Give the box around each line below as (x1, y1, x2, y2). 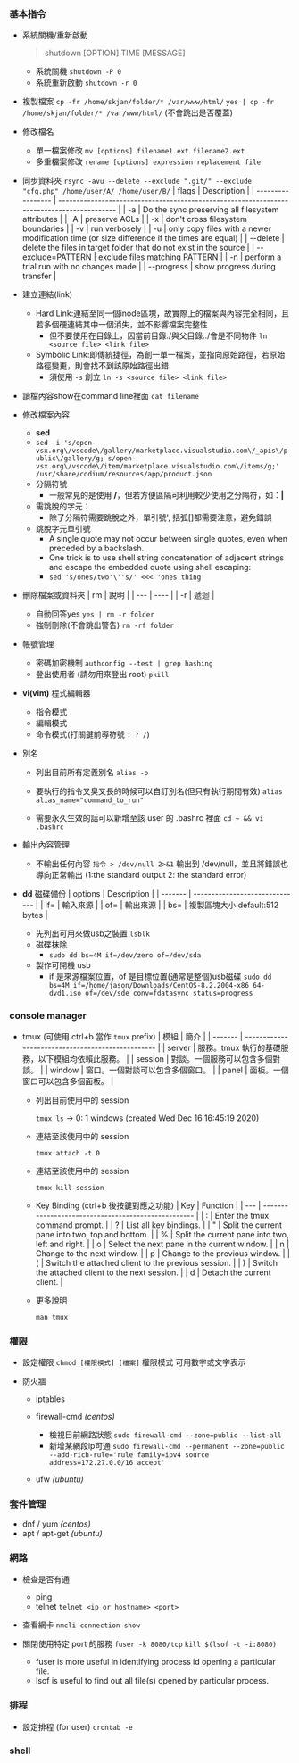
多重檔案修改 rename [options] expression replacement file (35, 156, 262, 167)
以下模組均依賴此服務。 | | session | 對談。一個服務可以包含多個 (37, 1053, 273, 1064)
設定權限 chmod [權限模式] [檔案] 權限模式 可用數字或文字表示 (21, 1356, 246, 1367)
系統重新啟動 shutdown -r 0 (35, 78, 137, 88)
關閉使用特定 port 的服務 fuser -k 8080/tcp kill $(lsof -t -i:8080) (21, 1639, 277, 1650)
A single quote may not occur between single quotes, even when (48, 534, 288, 544)
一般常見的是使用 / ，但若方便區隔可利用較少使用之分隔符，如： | (48, 490, 284, 501)
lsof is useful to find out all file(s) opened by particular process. (35, 1676, 270, 1686)
